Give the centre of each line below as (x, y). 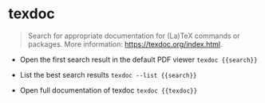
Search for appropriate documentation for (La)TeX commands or (134, 36)
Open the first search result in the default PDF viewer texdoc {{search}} (138, 59)
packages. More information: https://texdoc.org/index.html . (125, 44)
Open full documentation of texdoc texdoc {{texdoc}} (109, 90)
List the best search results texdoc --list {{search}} (108, 74)
